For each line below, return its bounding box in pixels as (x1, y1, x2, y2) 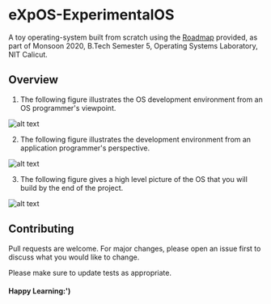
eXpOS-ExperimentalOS (8, 6, 175, 24)
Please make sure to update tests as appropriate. (8, 268, 172, 277)
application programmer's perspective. (19, 143, 150, 153)
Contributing (8, 222, 74, 236)
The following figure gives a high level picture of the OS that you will (19, 174, 248, 184)
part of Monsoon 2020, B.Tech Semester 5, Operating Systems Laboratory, (8, 40, 259, 50)
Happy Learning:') (8, 286, 71, 296)
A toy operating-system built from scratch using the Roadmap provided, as (8, 32, 258, 42)
